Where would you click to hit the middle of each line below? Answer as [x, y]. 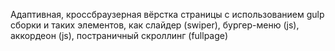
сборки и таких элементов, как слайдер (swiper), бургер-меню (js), [155, 25]
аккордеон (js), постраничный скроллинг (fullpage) [119, 35]
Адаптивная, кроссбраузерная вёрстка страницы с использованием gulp [167, 14]
